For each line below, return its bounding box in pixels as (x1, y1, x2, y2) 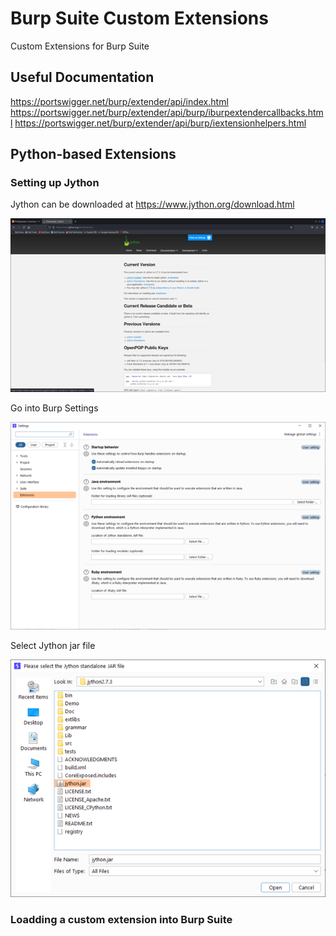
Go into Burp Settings (10, 402, 99, 414)
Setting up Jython (10, 176, 100, 190)
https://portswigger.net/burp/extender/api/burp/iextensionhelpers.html (14, 117, 307, 129)
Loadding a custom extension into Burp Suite (10, 912, 233, 926)
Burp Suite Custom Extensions (10, 7, 269, 30)
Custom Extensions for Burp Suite (10, 40, 150, 52)
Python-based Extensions (10, 146, 177, 163)
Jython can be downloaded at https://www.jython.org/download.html (10, 198, 295, 211)
